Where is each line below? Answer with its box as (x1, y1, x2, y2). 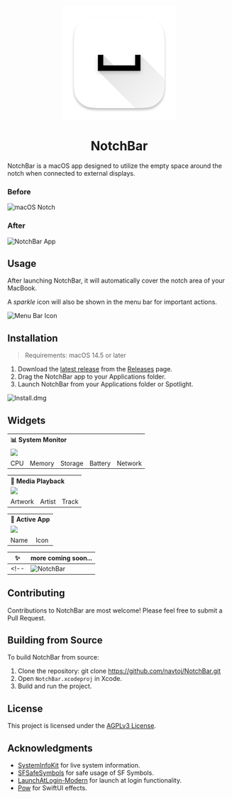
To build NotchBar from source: (7, 653, 99, 662)
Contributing (7, 587, 65, 599)
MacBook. (7, 284, 38, 292)
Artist (40, 497, 56, 506)
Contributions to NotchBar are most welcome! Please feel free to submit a (7, 606, 223, 615)
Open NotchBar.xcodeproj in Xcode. (17, 674, 123, 683)
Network (116, 459, 142, 467)
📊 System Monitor (10, 435, 67, 444)
